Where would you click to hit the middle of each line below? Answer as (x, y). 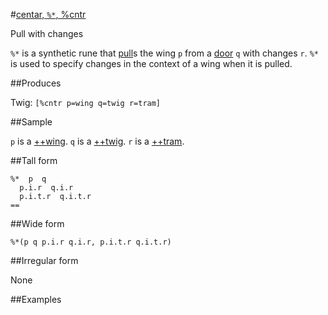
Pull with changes (47, 33)
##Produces (36, 83)
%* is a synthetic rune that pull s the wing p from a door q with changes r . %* (165, 53)
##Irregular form (44, 260)
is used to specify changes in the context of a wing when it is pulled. (151, 63)
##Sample (31, 122)
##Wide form (37, 223)
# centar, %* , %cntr (48, 14)
